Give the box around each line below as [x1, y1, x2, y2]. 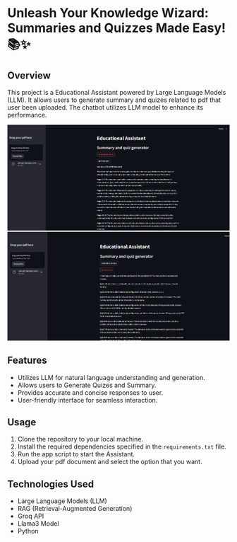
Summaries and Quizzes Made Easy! [7, 20, 226, 36]
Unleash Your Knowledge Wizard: [7, 5, 209, 21]
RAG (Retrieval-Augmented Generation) [17, 504, 133, 513]
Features [7, 354, 47, 367]
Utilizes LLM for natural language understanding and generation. [17, 373, 206, 381]
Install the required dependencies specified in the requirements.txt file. [17, 442, 227, 451]
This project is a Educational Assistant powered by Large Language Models [7, 88, 226, 96]
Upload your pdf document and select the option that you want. [17, 458, 202, 466]
